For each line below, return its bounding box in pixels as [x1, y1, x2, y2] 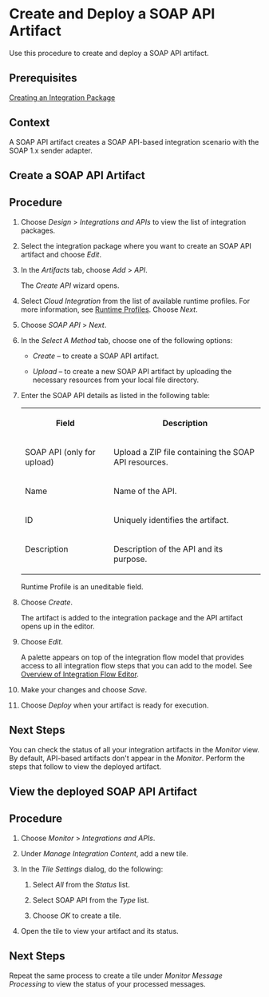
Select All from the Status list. [32, 879, 130, 889]
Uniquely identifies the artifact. [113, 514, 229, 525]
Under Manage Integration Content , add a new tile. [20, 848, 188, 858]
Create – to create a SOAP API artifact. [32, 351, 160, 361]
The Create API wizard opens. [20, 281, 120, 290]
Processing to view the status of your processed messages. [9, 979, 206, 988]
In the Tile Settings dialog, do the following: [20, 864, 164, 874]
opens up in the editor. [20, 621, 95, 631]
